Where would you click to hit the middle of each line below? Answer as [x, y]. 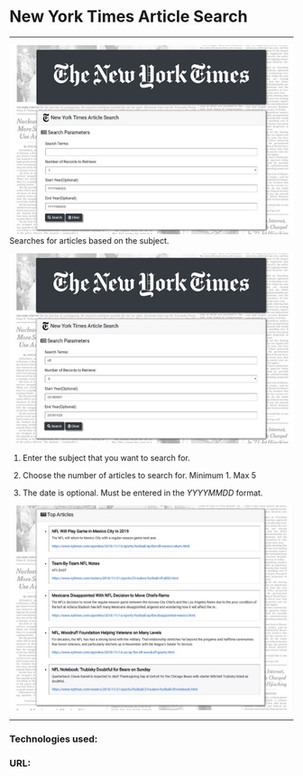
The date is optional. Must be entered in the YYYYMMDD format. [142, 493]
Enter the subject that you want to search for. [106, 458]
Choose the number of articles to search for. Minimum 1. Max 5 [139, 476]
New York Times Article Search [129, 17]
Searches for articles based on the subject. [89, 241]
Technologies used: [54, 739]
